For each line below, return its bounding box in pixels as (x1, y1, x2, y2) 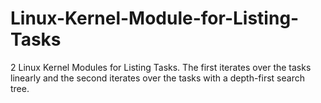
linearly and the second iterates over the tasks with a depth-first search (10, 72, 305, 84)
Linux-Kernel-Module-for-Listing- (10, 7, 300, 30)
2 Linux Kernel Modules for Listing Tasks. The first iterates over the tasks (10, 61, 312, 73)
